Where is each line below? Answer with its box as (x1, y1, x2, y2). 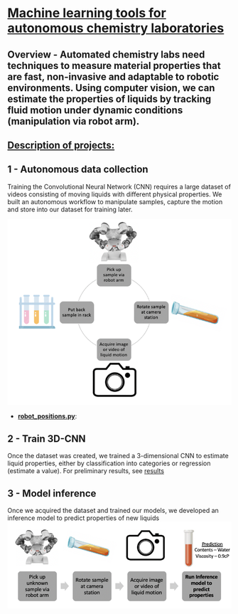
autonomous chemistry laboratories (7, 20, 225, 36)
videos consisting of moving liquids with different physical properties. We (7, 190, 222, 199)
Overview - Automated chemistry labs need (7, 48, 205, 60)
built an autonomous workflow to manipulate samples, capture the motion (7, 197, 223, 206)
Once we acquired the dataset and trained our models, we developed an (7, 506, 219, 514)
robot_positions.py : (17, 412, 77, 420)
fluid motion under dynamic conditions (7, 104, 183, 116)
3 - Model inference (7, 487, 97, 499)
